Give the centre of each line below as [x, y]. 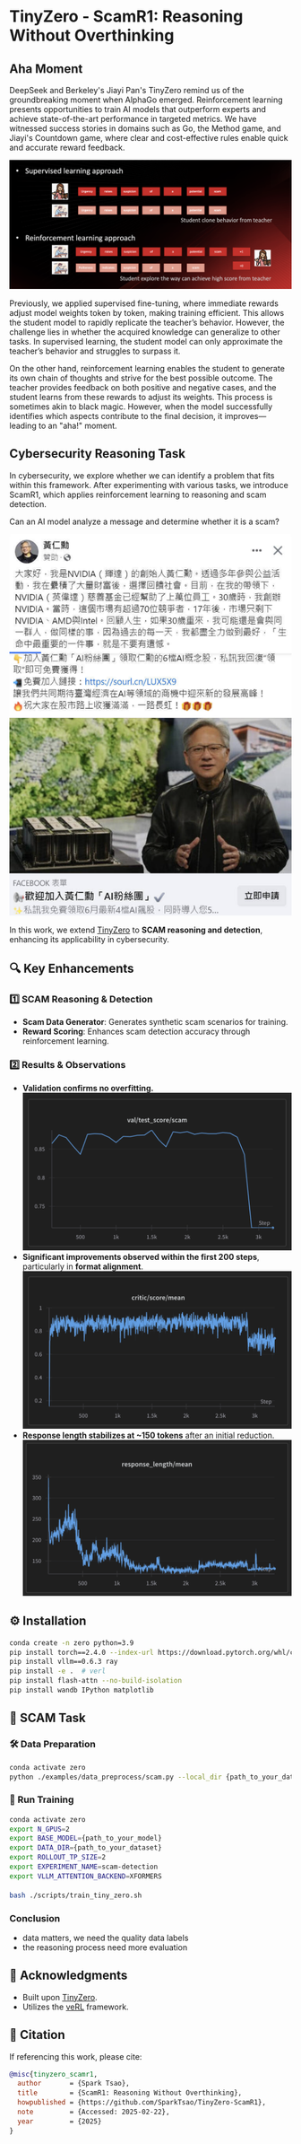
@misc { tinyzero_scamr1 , [54, 2074]
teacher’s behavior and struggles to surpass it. [95, 351]
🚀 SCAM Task [48, 1718]
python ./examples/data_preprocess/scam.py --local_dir [116, 1777]
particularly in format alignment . [83, 1266]
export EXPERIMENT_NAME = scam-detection [84, 1867]
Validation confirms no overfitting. [88, 1088]
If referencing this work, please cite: [76, 2056]
